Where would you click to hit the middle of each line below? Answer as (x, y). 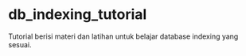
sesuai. (20, 44)
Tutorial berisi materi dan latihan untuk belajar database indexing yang (123, 36)
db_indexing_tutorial (78, 15)
